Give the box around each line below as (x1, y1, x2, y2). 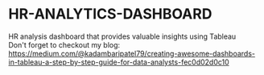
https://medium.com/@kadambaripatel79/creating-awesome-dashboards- (8, 48, 256, 58)
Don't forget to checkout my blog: (8, 40, 121, 49)
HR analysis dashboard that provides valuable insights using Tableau (8, 31, 237, 41)
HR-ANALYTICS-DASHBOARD (8, 5, 212, 23)
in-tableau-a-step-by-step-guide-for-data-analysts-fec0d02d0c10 (8, 57, 229, 67)
